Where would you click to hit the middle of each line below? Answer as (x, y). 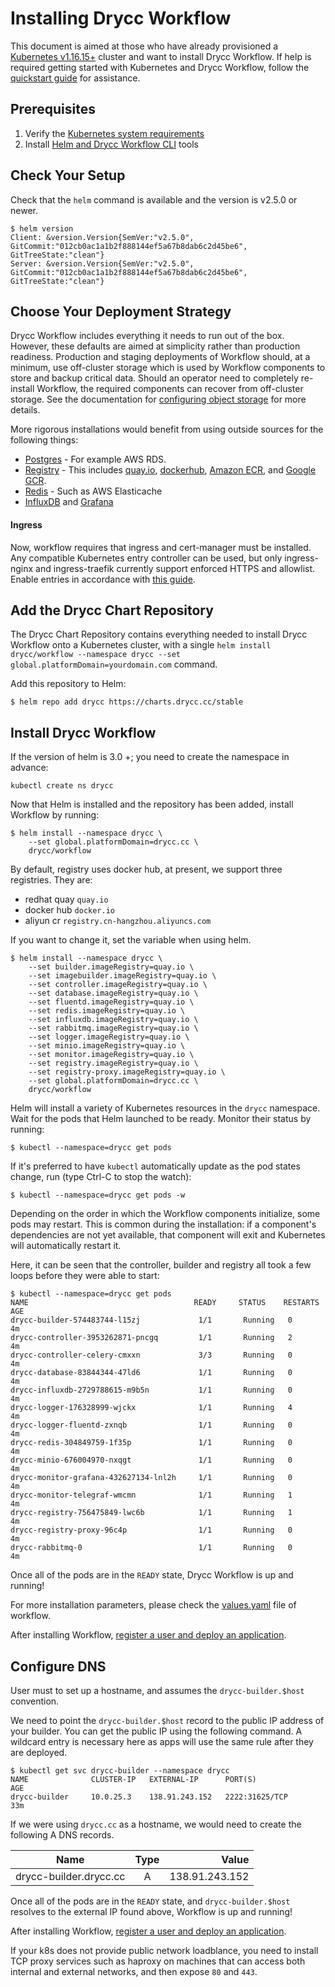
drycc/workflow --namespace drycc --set (96, 655)
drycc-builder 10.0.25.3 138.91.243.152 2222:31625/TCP (149, 1797)
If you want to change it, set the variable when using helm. (131, 940)
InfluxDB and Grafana (69, 502)
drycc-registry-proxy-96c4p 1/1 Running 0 (151, 1530)
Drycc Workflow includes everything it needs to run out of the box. (147, 336)
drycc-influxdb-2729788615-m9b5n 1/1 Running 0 (151, 1390)
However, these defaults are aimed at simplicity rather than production (155, 346)
